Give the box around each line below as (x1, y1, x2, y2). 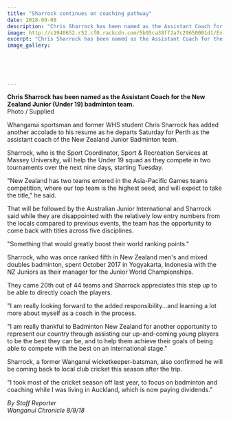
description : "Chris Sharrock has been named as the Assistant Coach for (7, 23, 223, 30)
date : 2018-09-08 (7, 17, 57, 23)
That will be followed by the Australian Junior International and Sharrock (7, 204, 212, 213)
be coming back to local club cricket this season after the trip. (7, 365, 183, 374)
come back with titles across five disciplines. (7, 226, 134, 235)
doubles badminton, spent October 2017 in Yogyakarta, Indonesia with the (7, 261, 217, 269)
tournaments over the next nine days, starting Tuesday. (7, 163, 164, 172)
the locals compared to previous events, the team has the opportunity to (7, 219, 212, 228)
